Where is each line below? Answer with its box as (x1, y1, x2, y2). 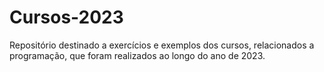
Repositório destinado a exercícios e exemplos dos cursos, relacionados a (9, 39, 315, 51)
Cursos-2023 (9, 6, 124, 29)
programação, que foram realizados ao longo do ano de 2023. (9, 49, 266, 61)
